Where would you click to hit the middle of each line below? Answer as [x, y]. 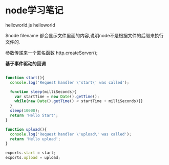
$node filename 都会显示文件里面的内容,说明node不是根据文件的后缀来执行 [84, 35]
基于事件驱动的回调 [26, 63]
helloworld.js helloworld [30, 25]
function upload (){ [26, 129]
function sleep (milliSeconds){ [43, 92]
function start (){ [25, 78]
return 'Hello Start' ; [34, 115]
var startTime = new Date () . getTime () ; [57, 97]
